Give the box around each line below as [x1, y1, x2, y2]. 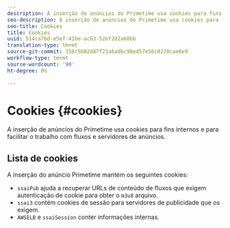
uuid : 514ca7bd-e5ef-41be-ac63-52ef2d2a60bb [7, 36, 136, 42]
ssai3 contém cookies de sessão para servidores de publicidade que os [16, 199, 220, 207]
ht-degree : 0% [7, 67, 48, 74]
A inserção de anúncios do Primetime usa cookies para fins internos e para [7, 125, 219, 134]
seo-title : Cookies [7, 23, 63, 29]
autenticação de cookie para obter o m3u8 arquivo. [16, 191, 159, 199]
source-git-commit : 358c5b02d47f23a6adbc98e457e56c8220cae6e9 [7, 49, 188, 55]
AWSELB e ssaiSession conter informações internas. [16, 213, 159, 221]
